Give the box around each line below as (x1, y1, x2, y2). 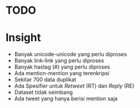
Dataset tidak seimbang (14, 89, 73, 96)
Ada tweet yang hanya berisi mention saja (14, 95, 118, 102)
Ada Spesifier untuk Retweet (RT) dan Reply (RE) (14, 82, 135, 90)
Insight (5, 31, 41, 45)
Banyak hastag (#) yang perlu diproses (14, 63, 110, 70)
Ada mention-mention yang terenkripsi (14, 70, 110, 77)
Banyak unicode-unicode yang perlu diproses (14, 51, 127, 58)
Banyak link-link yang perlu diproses (14, 57, 104, 64)
